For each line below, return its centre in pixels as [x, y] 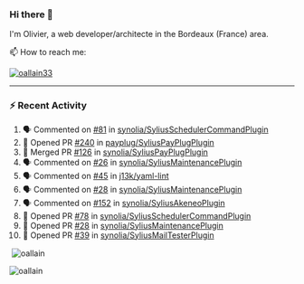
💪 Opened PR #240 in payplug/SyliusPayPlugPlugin [118, 142]
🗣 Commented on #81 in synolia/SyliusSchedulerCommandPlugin [145, 129]
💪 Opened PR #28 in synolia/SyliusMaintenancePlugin [123, 225]
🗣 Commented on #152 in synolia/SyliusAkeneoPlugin [123, 203]
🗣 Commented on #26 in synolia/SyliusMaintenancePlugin [132, 162]
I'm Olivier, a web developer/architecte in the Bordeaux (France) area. [139, 34]
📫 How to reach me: [48, 52]
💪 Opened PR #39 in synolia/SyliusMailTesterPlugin [118, 235]
